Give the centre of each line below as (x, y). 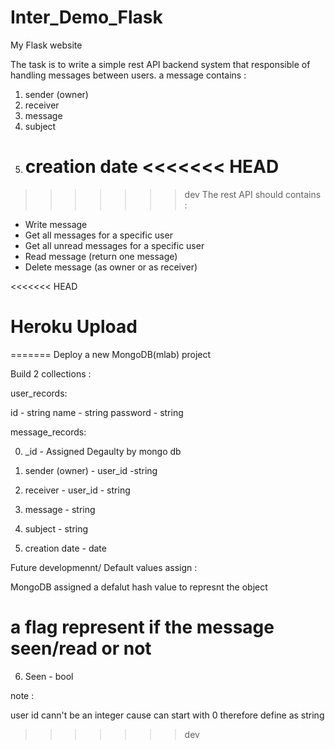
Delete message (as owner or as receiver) (111, 267)
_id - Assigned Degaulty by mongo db (103, 451)
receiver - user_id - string (77, 490)
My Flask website (46, 45)
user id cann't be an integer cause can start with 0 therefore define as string (167, 715)
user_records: (39, 393)
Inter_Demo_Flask (86, 17)
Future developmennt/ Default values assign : (104, 567)
